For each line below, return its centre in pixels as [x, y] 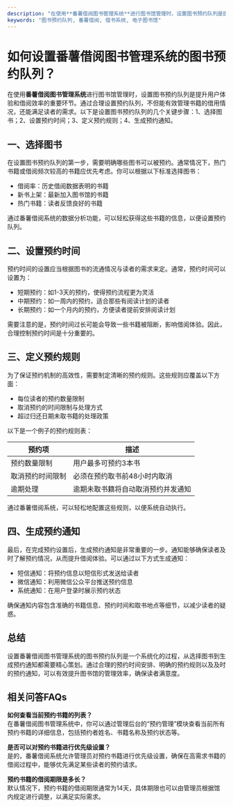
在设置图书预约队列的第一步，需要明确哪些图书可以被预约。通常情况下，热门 [116, 163]
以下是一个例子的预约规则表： [50, 431]
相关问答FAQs [37, 697]
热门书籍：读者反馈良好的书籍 [60, 203]
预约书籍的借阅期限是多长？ [47, 779]
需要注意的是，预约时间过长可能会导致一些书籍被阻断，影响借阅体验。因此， [116, 324]
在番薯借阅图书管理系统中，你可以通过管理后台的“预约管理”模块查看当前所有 [116, 724]
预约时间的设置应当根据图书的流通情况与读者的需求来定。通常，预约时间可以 [116, 269]
